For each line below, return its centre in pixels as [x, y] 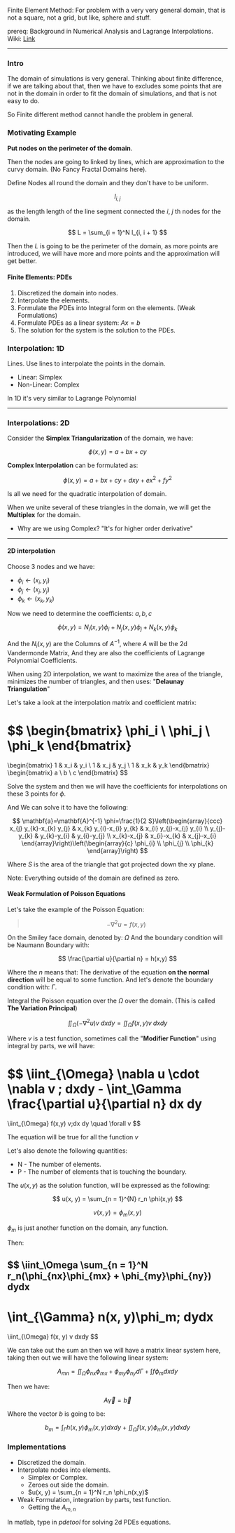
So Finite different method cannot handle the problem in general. [100, 114]
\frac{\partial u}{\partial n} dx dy [105, 1104]
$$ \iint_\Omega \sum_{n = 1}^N [78, 1265]
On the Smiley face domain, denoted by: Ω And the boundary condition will [115, 938]
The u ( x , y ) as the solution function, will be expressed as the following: [109, 1185]
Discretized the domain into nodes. [67, 293]
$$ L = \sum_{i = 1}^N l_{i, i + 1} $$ [117, 233]
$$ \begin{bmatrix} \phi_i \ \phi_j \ [109, 731]
